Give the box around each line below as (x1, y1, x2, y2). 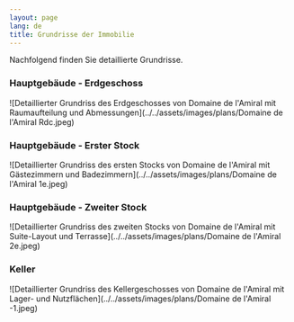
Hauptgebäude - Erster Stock (9, 139, 140, 151)
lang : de (9, 22, 42, 31)
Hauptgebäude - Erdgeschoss (9, 77, 144, 90)
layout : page (9, 13, 58, 22)
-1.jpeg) (9, 302, 38, 313)
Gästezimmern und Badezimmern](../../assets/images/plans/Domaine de (9, 168, 277, 180)
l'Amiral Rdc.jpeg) (9, 116, 75, 127)
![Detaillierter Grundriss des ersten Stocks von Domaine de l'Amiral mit (9, 159, 271, 170)
